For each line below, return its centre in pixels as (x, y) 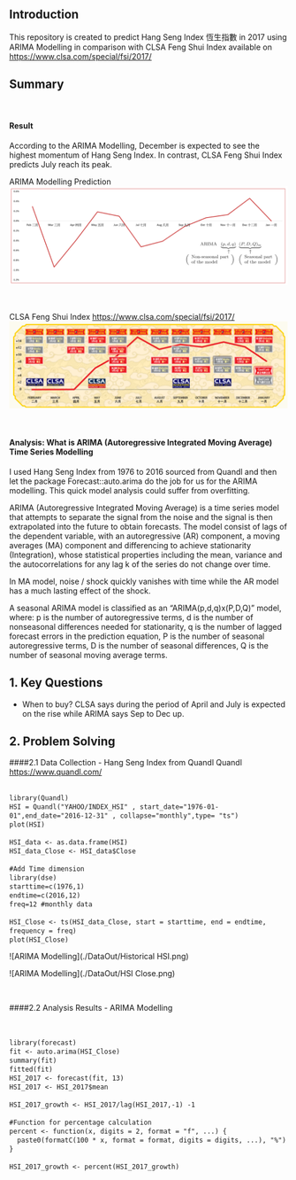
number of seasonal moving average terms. (88, 655)
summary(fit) (33, 1061)
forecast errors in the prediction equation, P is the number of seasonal (137, 636)
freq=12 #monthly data (51, 904)
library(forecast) (43, 1043)
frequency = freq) (43, 931)
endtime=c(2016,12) (45, 896)
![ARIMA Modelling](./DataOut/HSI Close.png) (92, 974)
